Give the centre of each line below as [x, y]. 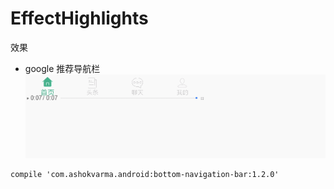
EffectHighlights [79, 18]
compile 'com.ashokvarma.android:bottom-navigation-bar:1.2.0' [145, 175]
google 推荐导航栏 [62, 68]
